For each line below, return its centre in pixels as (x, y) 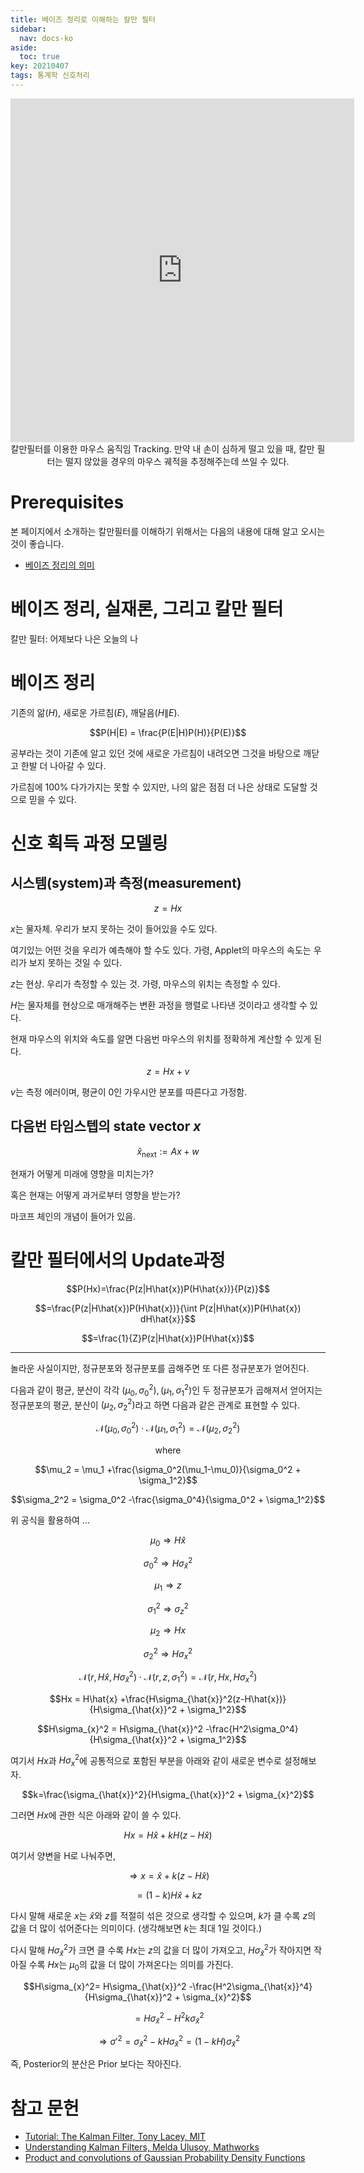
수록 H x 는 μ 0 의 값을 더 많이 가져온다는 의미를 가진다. (131, 1965)
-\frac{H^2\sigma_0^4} (252, 1728)
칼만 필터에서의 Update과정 (118, 1260)
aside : (24, 47)
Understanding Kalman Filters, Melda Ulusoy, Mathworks (142, 2147)
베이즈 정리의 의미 (59, 565)
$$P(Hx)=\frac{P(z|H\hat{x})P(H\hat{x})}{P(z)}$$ (168, 1289)
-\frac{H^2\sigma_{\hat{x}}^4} (250, 1986)
